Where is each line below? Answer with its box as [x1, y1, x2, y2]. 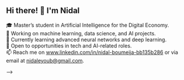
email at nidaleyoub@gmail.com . [6, 57, 85, 64]
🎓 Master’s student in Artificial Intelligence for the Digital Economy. [6, 21, 169, 28]
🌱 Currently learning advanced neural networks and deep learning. [6, 36, 167, 43]
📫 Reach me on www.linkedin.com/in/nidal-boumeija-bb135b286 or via [6, 49, 178, 56]
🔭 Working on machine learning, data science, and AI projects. [6, 30, 156, 37]
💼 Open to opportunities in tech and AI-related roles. [6, 42, 132, 49]
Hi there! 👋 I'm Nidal [6, 6, 80, 16]
